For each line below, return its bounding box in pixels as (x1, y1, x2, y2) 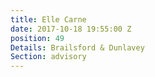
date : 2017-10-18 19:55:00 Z (10, 24, 132, 34)
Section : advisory (10, 52, 87, 62)
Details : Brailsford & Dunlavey (10, 42, 145, 53)
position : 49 (10, 33, 65, 43)
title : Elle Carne (10, 14, 87, 25)
